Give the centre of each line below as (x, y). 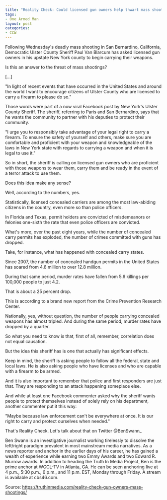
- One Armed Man (22, 19)
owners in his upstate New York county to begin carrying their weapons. (79, 57)
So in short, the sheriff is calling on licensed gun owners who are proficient (82, 163)
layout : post (19, 24)
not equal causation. (26, 341)
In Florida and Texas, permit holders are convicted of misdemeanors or (78, 217)
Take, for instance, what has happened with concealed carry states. (75, 252)
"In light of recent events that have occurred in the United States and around (83, 86)
